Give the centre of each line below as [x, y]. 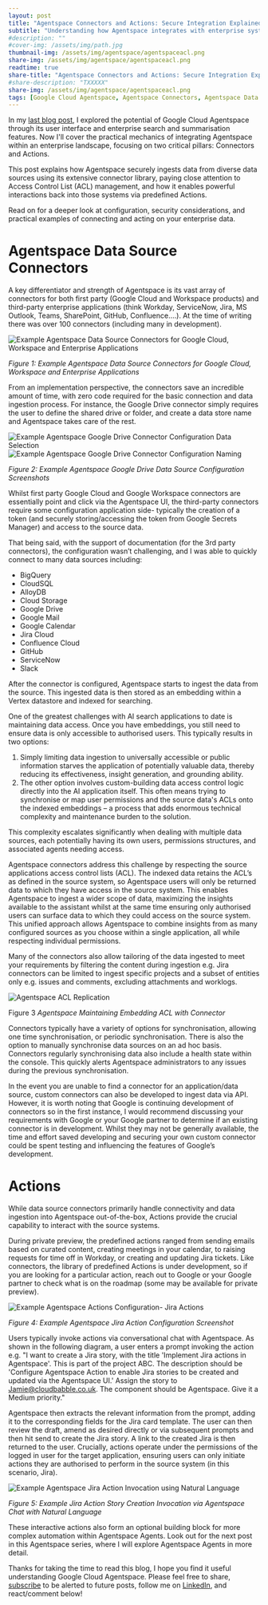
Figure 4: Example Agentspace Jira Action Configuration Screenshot [121, 1323]
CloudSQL [37, 584]
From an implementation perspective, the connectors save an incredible [126, 387]
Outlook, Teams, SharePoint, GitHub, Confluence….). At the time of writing [130, 315]
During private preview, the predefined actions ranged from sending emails [132, 1241]
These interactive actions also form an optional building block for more [124, 1528]
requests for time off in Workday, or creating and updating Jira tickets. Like [131, 1258]
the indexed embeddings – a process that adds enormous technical [130, 808]
